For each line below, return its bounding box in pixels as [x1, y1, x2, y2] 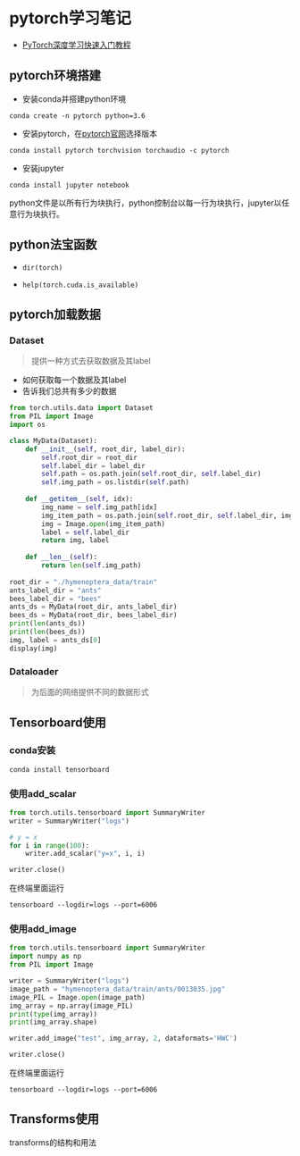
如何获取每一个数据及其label [21, 374, 127, 385]
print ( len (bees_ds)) [9, 627, 87, 636]
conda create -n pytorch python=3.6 [9, 111, 146, 121]
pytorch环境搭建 [9, 68, 101, 83]
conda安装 [9, 744, 56, 757]
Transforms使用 [9, 1111, 100, 1127]
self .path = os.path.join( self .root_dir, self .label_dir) [41, 470, 262, 479]
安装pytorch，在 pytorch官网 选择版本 [21, 128, 158, 138]
